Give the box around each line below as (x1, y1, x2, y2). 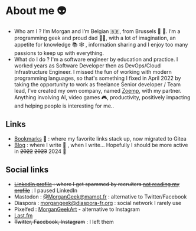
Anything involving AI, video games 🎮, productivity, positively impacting (14, 93, 191, 100)
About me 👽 (5, 4, 67, 18)
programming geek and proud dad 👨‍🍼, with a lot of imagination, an (14, 34, 177, 41)
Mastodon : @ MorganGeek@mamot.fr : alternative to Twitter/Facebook (14, 193, 187, 200)
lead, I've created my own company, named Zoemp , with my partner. (14, 87, 182, 94)
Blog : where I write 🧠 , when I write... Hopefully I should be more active (14, 141, 188, 148)
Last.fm (14, 212, 33, 219)
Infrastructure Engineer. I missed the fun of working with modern (14, 68, 172, 75)
